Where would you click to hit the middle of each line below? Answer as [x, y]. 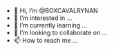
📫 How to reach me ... [46, 40]
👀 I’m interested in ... [43, 18]
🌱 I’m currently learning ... [50, 25]
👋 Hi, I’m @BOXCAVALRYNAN [56, 11]
